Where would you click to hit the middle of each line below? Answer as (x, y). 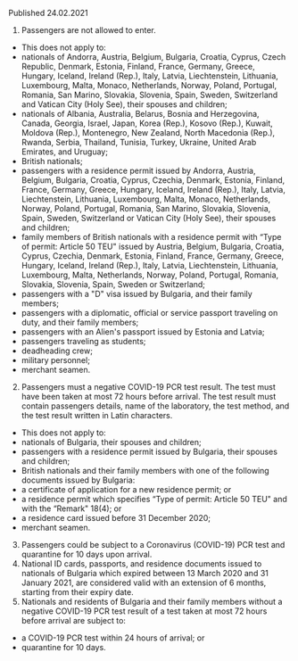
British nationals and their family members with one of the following (145, 471)
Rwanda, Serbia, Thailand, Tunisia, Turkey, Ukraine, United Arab (139, 142)
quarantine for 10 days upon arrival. (87, 554)
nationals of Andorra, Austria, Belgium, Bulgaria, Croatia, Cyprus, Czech (153, 57)
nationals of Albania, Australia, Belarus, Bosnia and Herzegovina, (140, 114)
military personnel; (56, 360)
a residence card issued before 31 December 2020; (116, 518)
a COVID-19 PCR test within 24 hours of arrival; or (113, 638)
